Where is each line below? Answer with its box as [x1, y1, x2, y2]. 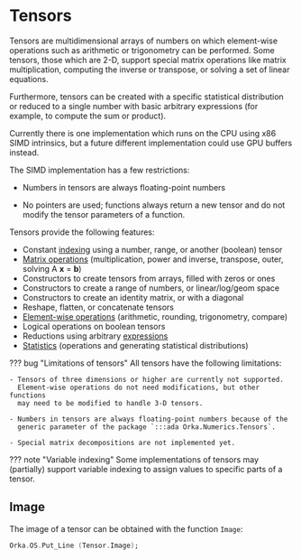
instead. [9, 146, 40, 158]
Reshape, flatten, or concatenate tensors [22, 302, 174, 312]
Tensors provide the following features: [9, 227, 155, 238]
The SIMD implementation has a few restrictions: [9, 164, 190, 175]
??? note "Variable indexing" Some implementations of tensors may [9, 453, 260, 465]
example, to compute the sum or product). [9, 110, 167, 121]
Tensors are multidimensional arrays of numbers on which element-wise [9, 35, 278, 46]
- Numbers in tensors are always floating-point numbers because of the [9, 415, 288, 424]
